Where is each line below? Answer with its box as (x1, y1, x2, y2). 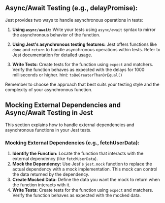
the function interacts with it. (12, 182, 70, 188)
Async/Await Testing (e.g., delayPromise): (5, 4, 138, 12)
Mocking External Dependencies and (5, 101, 121, 109)
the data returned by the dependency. (12, 171, 90, 177)
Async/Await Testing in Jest (5, 108, 93, 117)
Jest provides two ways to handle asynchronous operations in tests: (5, 17, 144, 23)
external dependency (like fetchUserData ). (12, 155, 98, 162)
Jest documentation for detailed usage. (12, 52, 93, 58)
